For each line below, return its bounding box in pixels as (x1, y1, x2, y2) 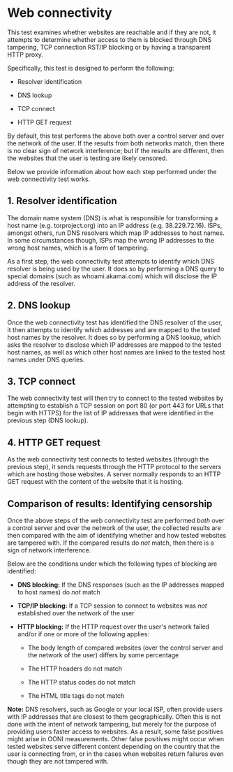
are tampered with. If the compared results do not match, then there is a (7, 538, 214, 547)
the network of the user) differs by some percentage (27, 651, 179, 659)
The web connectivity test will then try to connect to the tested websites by (7, 394, 224, 403)
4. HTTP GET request (7, 436, 101, 448)
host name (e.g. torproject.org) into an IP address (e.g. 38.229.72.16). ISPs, (7, 221, 223, 229)
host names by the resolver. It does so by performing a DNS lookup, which (7, 333, 221, 341)
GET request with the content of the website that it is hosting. (7, 478, 183, 486)
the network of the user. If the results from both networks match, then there (7, 138, 225, 148)
